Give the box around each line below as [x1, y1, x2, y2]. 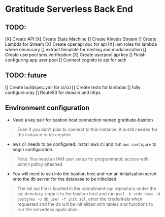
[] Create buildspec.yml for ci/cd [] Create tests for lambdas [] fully [5, 84, 141, 90]
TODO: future [5, 71, 47, 80]
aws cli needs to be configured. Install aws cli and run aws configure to [12, 141, 157, 147]
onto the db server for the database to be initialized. [12, 176, 118, 182]
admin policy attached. [17, 161, 64, 167]
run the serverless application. [17, 206, 79, 212]
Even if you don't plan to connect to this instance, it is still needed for [17, 126, 158, 132]
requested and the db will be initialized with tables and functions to [17, 201, 154, 207]
